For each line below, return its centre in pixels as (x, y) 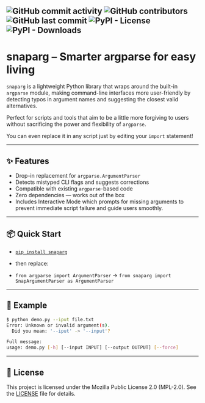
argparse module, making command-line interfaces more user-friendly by (99, 93)
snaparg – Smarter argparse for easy (101, 56)
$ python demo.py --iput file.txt (50, 319)
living (21, 69)
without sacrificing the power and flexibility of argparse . (76, 124)
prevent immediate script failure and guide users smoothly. (89, 208)
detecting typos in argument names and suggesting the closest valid (92, 100)
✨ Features (28, 161)
